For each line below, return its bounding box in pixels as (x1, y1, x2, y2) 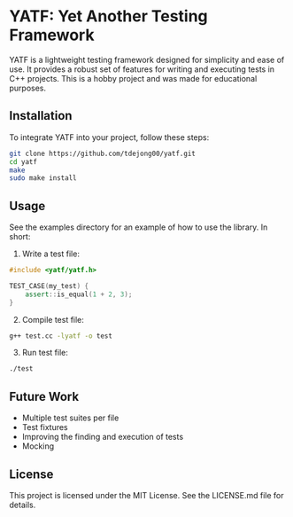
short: (9, 231, 31, 242)
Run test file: (21, 348, 68, 358)
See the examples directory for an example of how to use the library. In (9, 222, 268, 232)
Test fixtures (21, 422, 68, 433)
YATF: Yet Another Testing (9, 6, 208, 27)
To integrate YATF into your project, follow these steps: (9, 131, 210, 143)
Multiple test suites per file (21, 412, 120, 423)
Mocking (21, 441, 55, 451)
